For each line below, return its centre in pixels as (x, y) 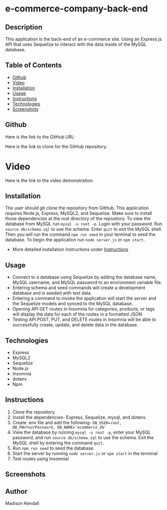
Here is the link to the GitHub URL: (40, 137)
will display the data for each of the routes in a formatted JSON (77, 314)
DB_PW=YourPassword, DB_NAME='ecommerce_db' (59, 427)
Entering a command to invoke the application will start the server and (84, 298)
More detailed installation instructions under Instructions (70, 249)
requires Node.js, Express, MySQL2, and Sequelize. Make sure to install (79, 213)
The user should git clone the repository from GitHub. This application (77, 208)
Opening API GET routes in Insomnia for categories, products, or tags (83, 309)
